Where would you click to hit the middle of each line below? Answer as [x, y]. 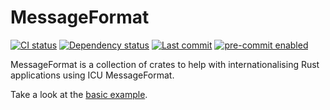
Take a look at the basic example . [79, 94]
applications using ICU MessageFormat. [92, 75]
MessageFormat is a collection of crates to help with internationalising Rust [165, 64]
